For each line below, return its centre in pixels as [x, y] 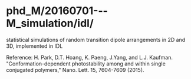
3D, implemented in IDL [34, 46]
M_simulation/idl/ [50, 23]
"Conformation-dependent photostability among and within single [86, 64]
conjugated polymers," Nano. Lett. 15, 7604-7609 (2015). [75, 70]
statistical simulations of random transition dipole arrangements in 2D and [96, 39]
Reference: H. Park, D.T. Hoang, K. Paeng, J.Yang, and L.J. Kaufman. [89, 57]
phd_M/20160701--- [57, 11]
